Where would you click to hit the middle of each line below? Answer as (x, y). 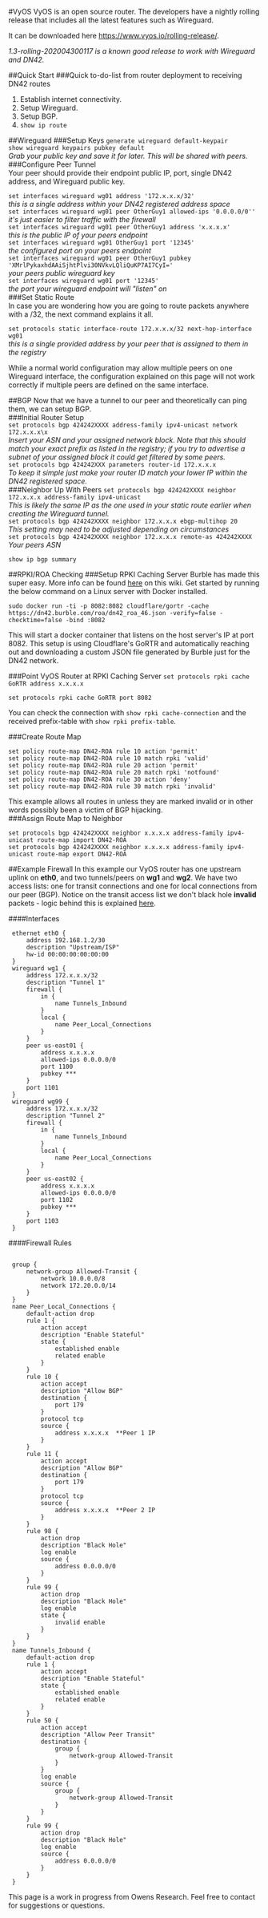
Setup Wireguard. (49, 108)
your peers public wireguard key (62, 273)
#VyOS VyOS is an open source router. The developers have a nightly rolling (134, 12)
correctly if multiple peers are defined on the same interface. (109, 385)
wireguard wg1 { (39, 969)
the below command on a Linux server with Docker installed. (108, 591)
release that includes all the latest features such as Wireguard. (111, 20)
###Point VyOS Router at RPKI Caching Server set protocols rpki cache (129, 676)
